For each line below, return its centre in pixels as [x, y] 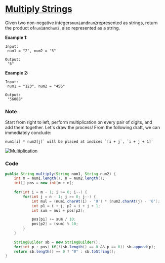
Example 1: [17, 37]
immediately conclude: [28, 133]
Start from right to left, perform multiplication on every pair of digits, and [79, 122]
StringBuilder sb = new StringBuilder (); [57, 242]
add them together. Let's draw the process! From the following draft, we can [82, 128]
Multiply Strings [39, 9]
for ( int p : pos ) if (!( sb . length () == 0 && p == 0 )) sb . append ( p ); [85, 247]
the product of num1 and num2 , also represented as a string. [62, 28]
